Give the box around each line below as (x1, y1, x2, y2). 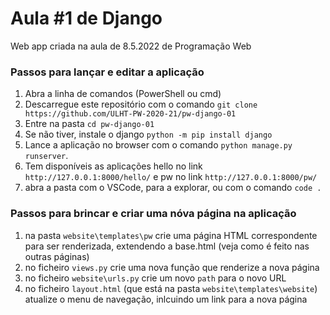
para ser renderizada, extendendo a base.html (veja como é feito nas (24, 240, 310, 252)
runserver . (24, 150, 69, 162)
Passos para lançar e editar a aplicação (10, 65, 205, 79)
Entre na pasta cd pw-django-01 (24, 118, 155, 130)
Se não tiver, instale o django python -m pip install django (24, 128, 273, 141)
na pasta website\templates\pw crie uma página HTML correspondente (24, 229, 318, 241)
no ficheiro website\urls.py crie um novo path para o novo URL (24, 272, 287, 284)
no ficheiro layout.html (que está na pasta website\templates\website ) (24, 282, 318, 294)
